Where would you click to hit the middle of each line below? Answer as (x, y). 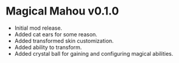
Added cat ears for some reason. (56, 34)
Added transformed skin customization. (64, 41)
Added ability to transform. (48, 47)
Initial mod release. (38, 28)
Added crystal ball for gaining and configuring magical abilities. (94, 53)
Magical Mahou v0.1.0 (62, 11)
